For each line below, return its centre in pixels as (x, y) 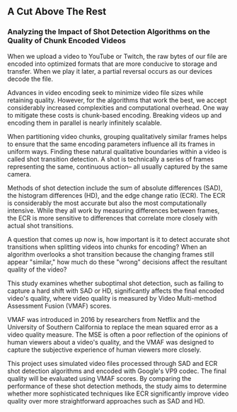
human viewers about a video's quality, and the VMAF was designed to (111, 342)
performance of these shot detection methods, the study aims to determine (117, 386)
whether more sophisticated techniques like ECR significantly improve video (118, 394)
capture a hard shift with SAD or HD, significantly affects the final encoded (116, 291)
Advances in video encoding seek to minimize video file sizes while (105, 92)
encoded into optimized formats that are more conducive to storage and (112, 64)
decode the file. (30, 79)
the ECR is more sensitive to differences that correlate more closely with (112, 218)
